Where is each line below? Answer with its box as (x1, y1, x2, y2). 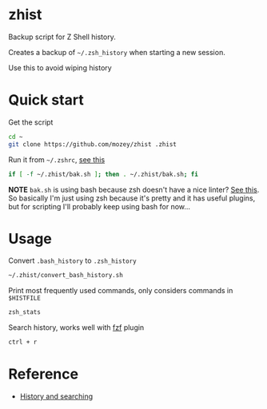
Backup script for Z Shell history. (8, 32, 116, 42)
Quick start (8, 91, 84, 109)
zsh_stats (8, 308, 42, 316)
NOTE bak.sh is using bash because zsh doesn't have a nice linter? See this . (8, 185, 260, 194)
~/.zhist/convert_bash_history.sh (8, 272, 124, 280)
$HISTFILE (8, 294, 42, 303)
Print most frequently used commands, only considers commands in (8, 286, 233, 296)
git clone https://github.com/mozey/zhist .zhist (8, 140, 177, 149)
